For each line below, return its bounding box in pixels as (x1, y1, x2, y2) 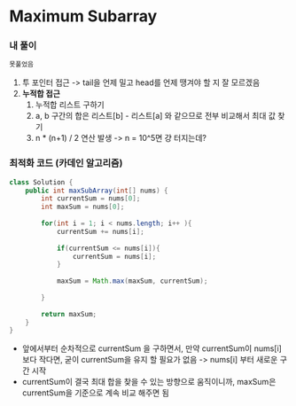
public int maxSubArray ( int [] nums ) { (25, 186, 168, 195)
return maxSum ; (41, 309, 97, 318)
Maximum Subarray (9, 6, 158, 27)
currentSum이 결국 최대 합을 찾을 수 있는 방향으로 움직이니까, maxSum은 (21, 377, 277, 387)
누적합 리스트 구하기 (35, 99, 105, 110)
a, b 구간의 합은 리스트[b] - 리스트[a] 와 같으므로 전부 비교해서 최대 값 (35, 111, 277, 121)
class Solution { (9, 177, 74, 187)
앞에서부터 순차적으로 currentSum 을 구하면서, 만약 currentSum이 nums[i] (21, 343, 282, 354)
